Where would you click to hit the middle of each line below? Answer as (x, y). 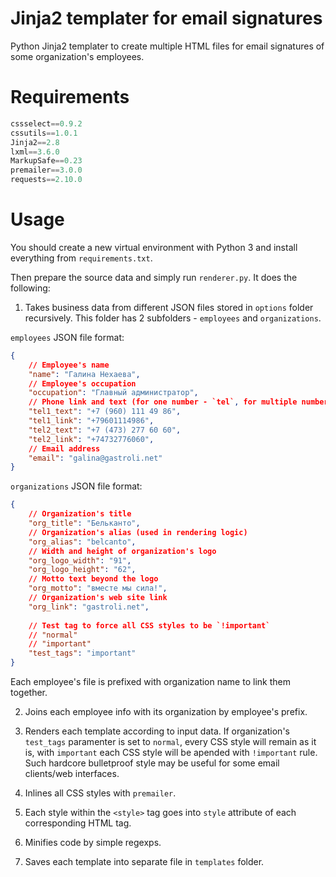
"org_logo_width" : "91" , (80, 560)
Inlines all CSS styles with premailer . (100, 793)
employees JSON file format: (67, 337)
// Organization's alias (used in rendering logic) (138, 532)
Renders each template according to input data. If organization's (157, 731)
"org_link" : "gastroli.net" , (89, 607)
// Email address (64, 448)
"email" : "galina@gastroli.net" (95, 458)
